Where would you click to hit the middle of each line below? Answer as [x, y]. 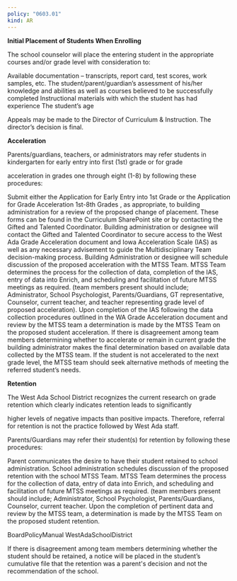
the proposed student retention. [54, 521]
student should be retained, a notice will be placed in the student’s [104, 556]
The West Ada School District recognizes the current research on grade [112, 397]
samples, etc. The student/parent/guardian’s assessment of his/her [105, 83]
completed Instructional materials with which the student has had [103, 98]
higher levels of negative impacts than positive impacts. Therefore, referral [116, 418]
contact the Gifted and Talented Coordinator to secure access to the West [115, 234]
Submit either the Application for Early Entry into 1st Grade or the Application [119, 197]
